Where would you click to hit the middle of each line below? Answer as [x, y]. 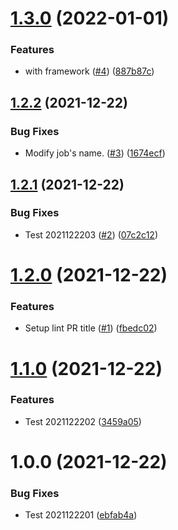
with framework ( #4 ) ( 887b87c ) [89, 71]
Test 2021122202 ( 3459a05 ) [83, 421]
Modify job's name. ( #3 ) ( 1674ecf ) [95, 153]
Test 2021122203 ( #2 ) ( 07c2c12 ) [91, 234]
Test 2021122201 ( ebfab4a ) [81, 515]
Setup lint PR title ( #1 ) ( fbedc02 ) [91, 328]
